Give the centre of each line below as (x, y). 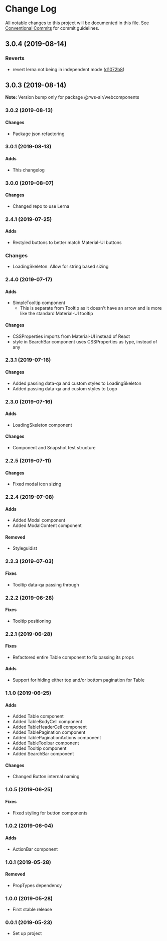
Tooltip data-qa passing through (46, 584)
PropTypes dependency (37, 885)
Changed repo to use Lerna (41, 206)
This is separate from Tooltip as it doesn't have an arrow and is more (91, 308)
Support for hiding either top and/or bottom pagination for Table (78, 680)
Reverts (15, 58)
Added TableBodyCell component (47, 722)
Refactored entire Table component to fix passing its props (73, 657)
